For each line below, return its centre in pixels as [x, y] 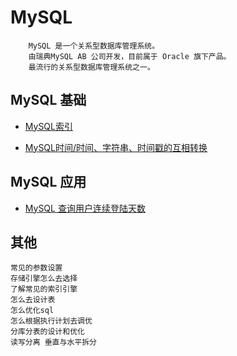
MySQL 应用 [48, 182]
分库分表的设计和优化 [47, 332]
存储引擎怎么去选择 [44, 279]
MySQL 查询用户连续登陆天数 [85, 208]
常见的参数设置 [36, 268]
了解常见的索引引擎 [44, 289]
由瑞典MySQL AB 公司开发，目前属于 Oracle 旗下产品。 [130, 56]
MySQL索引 [48, 126]
